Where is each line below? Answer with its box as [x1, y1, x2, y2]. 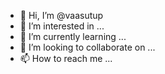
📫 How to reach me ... [19, 53, 113, 64]
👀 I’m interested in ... [19, 20, 105, 32]
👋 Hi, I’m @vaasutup [19, 10, 104, 21]
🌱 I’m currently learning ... [19, 31, 127, 42]
